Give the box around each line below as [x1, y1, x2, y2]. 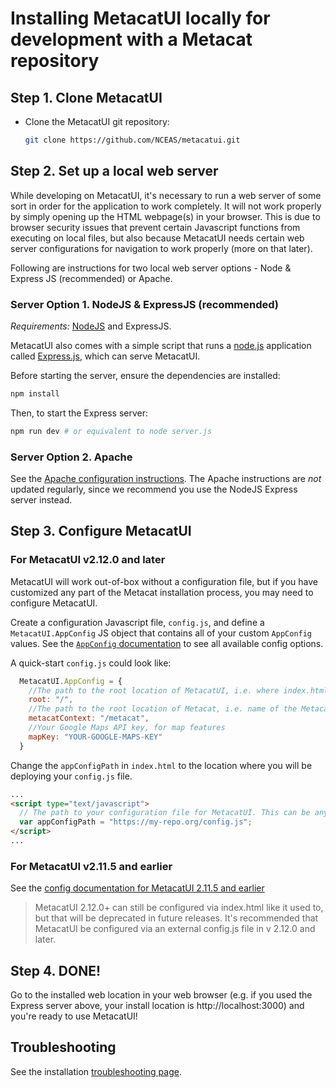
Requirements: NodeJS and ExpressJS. [10, 320, 172, 332]
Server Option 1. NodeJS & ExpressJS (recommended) [10, 297, 280, 311]
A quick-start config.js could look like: [10, 657, 172, 669]
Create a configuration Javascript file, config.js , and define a [10, 616, 265, 628]
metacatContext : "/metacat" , [28, 713, 150, 724]
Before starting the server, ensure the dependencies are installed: [10, 369, 281, 381]
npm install [10, 388, 60, 399]
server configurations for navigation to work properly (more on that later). [10, 242, 313, 254]
